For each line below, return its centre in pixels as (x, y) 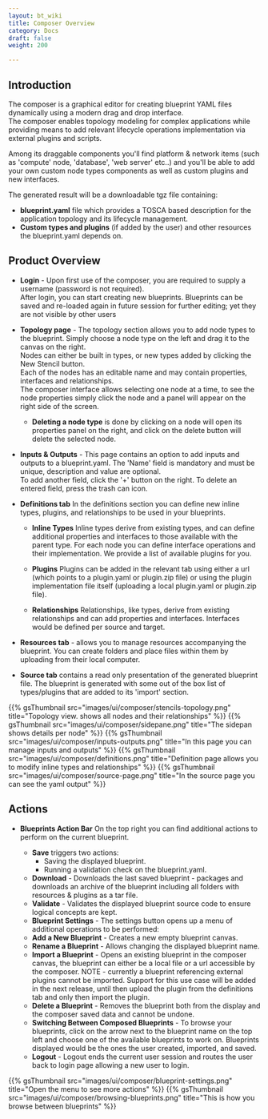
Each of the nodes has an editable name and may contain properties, (134, 372)
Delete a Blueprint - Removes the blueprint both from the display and (146, 1005)
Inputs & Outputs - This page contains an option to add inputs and (130, 454)
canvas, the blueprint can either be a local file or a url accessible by (143, 963)
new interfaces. (34, 179)
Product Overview (54, 261)
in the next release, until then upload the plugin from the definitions (142, 989)
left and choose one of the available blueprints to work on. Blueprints (146, 1039)
